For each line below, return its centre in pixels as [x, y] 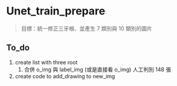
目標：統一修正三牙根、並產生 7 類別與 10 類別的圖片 [86, 28]
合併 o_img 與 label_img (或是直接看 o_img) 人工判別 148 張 [98, 69]
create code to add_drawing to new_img [65, 76]
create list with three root [46, 62]
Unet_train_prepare [56, 11]
